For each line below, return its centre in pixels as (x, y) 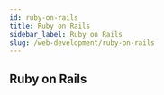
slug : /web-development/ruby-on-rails (82, 43)
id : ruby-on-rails (44, 17)
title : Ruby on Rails (50, 26)
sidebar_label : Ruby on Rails (66, 34)
